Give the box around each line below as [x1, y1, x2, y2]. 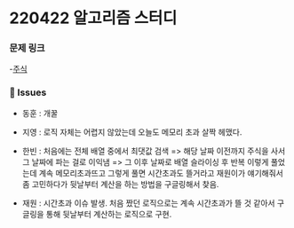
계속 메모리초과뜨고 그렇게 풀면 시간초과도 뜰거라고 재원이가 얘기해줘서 [38, 168, 284, 178]
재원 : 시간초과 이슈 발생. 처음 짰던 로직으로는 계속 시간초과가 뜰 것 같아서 [21, 197, 275, 208]
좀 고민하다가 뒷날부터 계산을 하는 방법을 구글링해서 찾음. [21, 178, 219, 189]
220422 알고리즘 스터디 [9, 8, 178, 28]
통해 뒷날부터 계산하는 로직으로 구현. [45, 208, 172, 219]
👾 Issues [9, 86, 47, 98]
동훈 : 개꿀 [21, 107, 59, 118]
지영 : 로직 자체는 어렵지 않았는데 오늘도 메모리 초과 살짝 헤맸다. [21, 126, 242, 138]
